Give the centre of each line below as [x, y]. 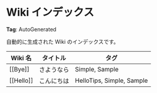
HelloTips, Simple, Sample [111, 80]
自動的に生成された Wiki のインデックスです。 [63, 41]
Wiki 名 [21, 58]
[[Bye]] [19, 69]
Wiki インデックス [50, 12]
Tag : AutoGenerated [31, 29]
